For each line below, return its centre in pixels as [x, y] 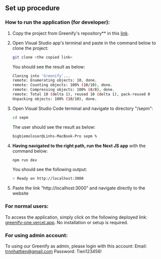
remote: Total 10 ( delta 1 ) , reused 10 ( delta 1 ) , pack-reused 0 [81, 94]
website [20, 193]
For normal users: [27, 206]
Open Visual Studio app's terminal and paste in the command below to [84, 43]
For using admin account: [36, 235]
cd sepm [20, 117]
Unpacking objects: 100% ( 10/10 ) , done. [54, 99]
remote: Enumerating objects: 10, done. [54, 81]
